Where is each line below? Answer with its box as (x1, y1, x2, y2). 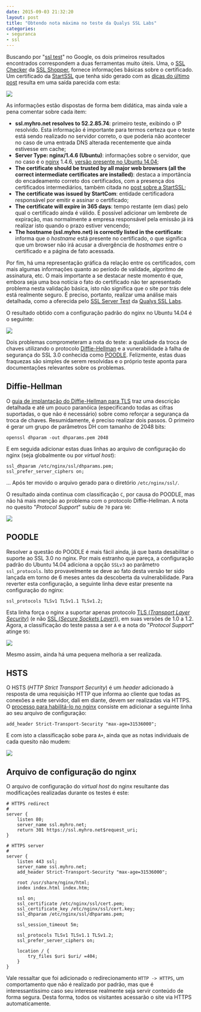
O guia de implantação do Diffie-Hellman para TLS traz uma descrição (6, 397, 180, 405)
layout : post (6, 14, 39, 20)
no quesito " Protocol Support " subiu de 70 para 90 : (6, 503, 131, 511)
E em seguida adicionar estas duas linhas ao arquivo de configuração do (6, 445, 186, 452)
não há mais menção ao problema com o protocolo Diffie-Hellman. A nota (6, 497, 188, 504)
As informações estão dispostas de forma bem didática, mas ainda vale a (6, 102, 188, 109)
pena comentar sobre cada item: (6, 108, 87, 115)
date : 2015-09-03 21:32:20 (6, 8, 74, 15)
